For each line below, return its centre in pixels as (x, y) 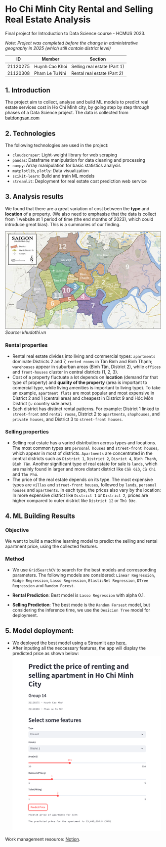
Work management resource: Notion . (43, 839)
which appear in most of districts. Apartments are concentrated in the (82, 453)
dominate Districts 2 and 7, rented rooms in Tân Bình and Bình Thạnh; (82, 361)
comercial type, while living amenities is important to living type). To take (86, 387)
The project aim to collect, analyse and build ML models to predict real (77, 102)
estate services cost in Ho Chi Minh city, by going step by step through (77, 107)
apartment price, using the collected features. (52, 546)
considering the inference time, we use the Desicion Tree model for (81, 610)
